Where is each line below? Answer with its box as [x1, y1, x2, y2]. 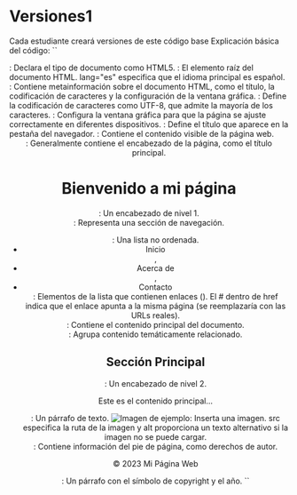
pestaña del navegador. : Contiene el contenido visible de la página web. [9, 128, 275, 139]
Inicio [145, 244, 166, 254]
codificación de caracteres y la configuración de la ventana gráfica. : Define [9, 91, 287, 101]
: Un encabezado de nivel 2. [104, 378, 207, 388]
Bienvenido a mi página [61, 179, 237, 199]
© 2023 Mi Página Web [112, 458, 199, 468]
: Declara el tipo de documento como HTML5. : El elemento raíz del [9, 62, 254, 73]
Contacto [138, 282, 173, 292]
